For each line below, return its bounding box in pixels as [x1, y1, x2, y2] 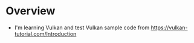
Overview [5, 4, 56, 18]
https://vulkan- [150, 24, 188, 31]
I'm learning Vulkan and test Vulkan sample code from [14, 24, 150, 31]
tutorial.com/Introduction [14, 30, 77, 37]
